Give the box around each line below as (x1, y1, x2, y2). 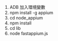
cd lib (9, 25, 21, 31)
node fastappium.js (9, 31, 48, 36)
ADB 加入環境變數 (9, 4, 45, 10)
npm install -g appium (9, 10, 54, 16)
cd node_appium (9, 15, 43, 20)
